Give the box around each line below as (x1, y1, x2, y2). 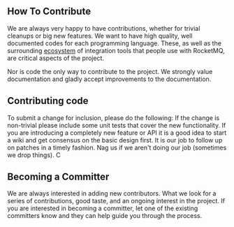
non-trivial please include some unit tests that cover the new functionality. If (7, 121, 226, 129)
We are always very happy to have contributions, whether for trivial (7, 24, 200, 32)
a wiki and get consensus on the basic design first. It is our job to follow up (7, 136, 223, 144)
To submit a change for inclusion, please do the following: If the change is (7, 113, 220, 122)
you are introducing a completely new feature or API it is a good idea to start (7, 129, 227, 137)
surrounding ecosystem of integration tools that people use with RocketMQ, (7, 46, 225, 54)
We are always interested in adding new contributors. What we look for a (7, 189, 217, 198)
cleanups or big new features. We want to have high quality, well (7, 31, 193, 40)
